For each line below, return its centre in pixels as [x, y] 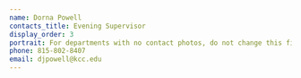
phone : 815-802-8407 [48, 51]
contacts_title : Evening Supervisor [77, 26]
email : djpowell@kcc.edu [56, 59]
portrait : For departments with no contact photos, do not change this [146, 43]
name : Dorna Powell [46, 17]
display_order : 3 [42, 34]
